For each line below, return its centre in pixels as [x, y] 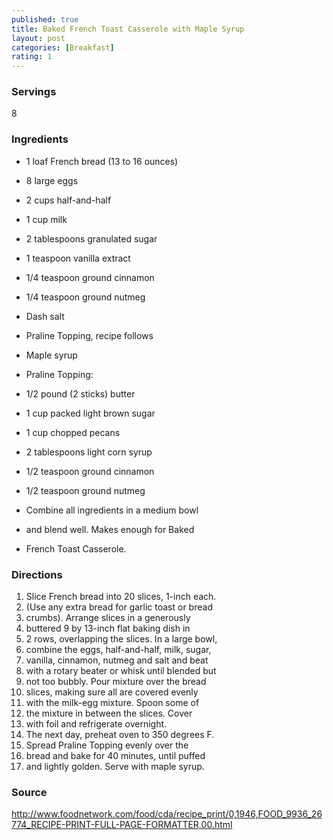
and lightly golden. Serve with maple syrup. [115, 767]
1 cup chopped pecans [73, 432]
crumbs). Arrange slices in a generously [108, 618]
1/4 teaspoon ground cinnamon [90, 277]
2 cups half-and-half [68, 200]
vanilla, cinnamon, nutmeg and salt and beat [117, 660]
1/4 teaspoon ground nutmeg [85, 297]
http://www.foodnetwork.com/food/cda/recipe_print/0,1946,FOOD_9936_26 [167, 814]
